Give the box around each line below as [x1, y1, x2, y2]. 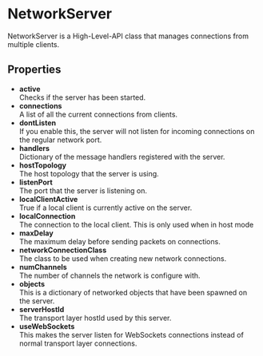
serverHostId [18, 304, 65, 314]
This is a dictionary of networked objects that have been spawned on [18, 287, 248, 297]
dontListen [18, 117, 57, 128]
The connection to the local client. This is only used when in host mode [18, 220, 254, 229]
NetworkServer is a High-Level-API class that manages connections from [7, 31, 249, 41]
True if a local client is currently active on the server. [18, 203, 193, 212]
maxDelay [18, 228, 54, 238]
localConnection [18, 211, 76, 220]
